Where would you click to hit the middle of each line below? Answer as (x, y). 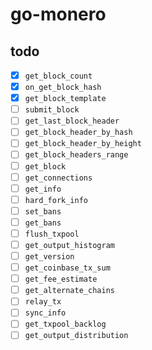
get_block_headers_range (76, 155)
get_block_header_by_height (83, 144)
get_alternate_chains (69, 291)
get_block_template (65, 99)
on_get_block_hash (63, 88)
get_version (49, 257)
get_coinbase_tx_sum (67, 268)
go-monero (58, 14)
